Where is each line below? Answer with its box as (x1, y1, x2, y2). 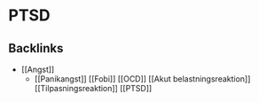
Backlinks (8, 41, 64, 56)
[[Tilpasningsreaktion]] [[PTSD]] (34, 83, 153, 93)
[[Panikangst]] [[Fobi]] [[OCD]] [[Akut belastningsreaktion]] (34, 74, 251, 84)
